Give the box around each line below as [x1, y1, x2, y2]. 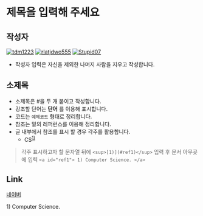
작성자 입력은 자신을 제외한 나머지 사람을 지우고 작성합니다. [15, 61, 155, 68]
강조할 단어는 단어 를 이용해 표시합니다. [15, 105, 108, 113]
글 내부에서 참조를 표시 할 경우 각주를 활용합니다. [15, 128, 131, 135]
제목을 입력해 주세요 [6, 5, 100, 19]
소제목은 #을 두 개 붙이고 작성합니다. [15, 97, 101, 105]
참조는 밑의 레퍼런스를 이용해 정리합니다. [15, 120, 111, 128]
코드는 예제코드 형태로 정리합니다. [15, 113, 92, 120]
